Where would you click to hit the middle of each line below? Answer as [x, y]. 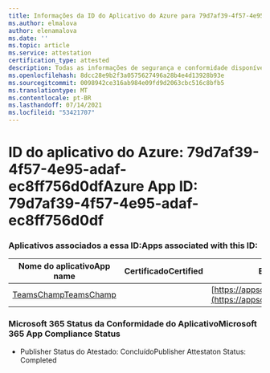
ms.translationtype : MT [48, 90]
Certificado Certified [164, 271]
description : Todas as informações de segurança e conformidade [118, 68]
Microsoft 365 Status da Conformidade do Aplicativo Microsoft [133, 324]
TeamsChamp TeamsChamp [64, 295]
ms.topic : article [39, 46]
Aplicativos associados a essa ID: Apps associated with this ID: [133, 245]
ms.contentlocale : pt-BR [50, 98]
